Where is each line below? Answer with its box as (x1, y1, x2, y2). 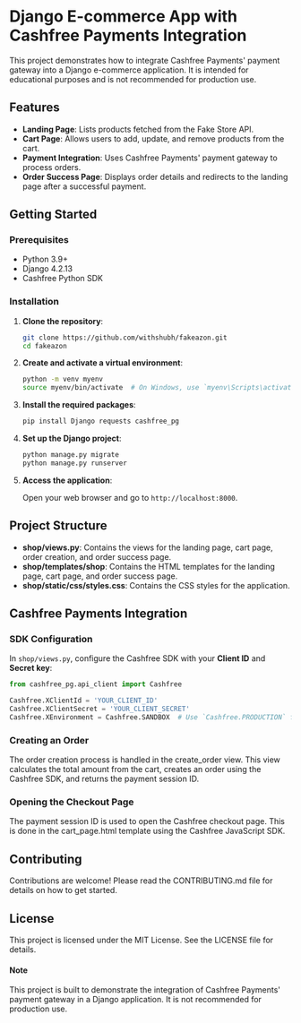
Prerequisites (9, 234, 69, 246)
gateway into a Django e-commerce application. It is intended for (9, 64, 249, 75)
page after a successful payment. (21, 181, 147, 192)
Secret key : (9, 663, 53, 674)
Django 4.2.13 (21, 263, 73, 274)
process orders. (21, 161, 82, 172)
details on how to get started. (9, 885, 118, 896)
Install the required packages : (21, 400, 136, 410)
